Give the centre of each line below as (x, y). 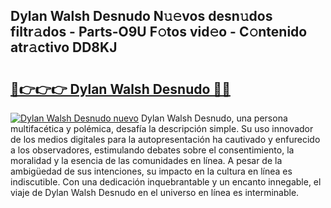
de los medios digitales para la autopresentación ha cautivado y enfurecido (165, 139)
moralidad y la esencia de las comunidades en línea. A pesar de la (146, 160)
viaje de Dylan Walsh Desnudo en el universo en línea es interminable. (155, 192)
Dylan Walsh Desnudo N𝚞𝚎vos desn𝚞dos (141, 16)
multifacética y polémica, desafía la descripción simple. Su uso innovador (162, 128)
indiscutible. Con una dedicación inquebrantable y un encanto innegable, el (166, 182)
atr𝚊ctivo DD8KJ (64, 47)
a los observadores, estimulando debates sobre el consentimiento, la (152, 150)
